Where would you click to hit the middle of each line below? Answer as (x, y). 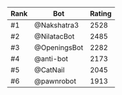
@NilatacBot (54, 36)
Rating (101, 13)
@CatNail (50, 70)
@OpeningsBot (59, 47)
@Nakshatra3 (57, 25)
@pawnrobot (55, 81)
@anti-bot (51, 59)
